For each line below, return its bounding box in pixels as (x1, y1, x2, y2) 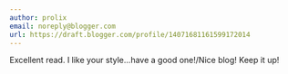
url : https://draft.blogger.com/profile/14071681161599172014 (9, 30, 251, 39)
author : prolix (9, 13, 67, 23)
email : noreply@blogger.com (9, 22, 117, 31)
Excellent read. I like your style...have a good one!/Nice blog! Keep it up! (9, 55, 280, 66)
